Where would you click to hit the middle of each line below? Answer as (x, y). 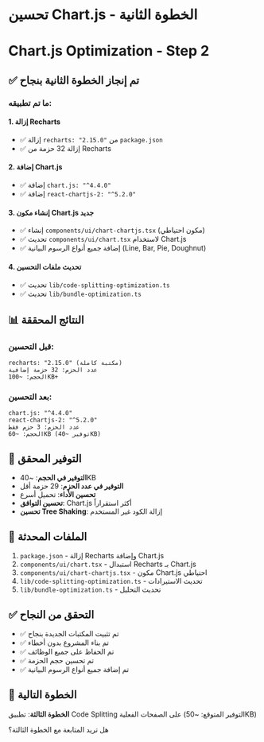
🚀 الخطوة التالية (43, 695)
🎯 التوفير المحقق (45, 458)
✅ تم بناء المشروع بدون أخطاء (64, 643)
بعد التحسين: (30, 397)
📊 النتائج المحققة (47, 320)
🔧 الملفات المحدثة (48, 536)
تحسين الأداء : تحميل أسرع (58, 495)
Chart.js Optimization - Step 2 (109, 51)
